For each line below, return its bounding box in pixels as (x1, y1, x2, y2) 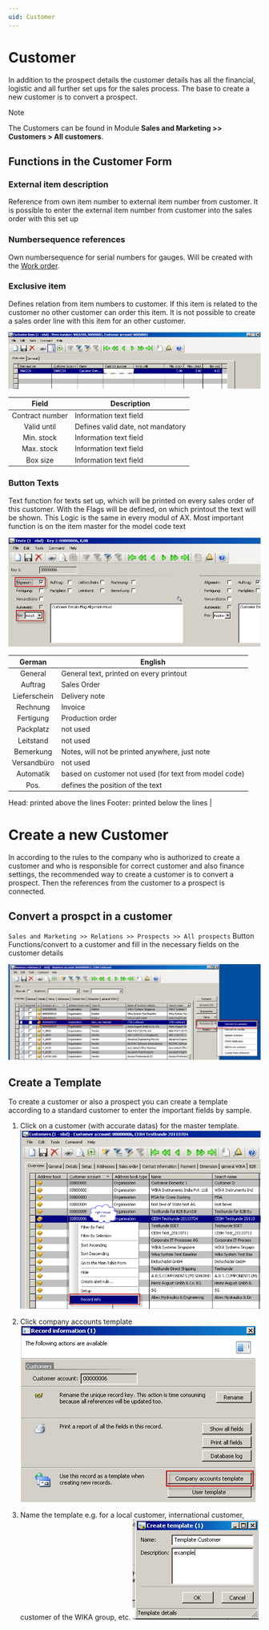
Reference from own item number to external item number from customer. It (8, 197, 259, 207)
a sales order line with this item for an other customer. (8, 316, 187, 325)
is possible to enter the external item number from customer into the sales (8, 205, 252, 216)
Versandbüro (11, 758, 54, 768)
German (19, 657, 47, 667)
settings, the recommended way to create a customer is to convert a (8, 869, 235, 879)
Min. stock (22, 433, 58, 442)
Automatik (16, 769, 50, 779)
